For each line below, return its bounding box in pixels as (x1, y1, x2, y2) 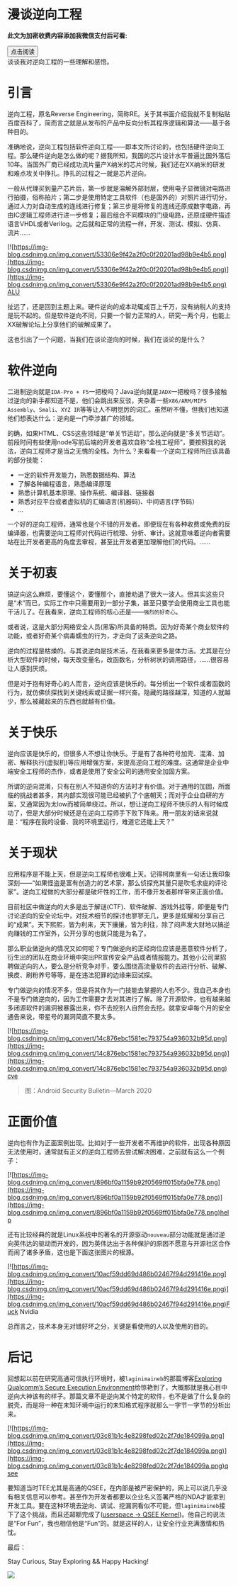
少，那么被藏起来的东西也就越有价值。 (7, 697, 119, 705)
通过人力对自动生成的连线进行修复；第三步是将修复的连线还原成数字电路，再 (7, 201, 231, 210)
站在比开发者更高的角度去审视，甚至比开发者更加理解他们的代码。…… (7, 537, 211, 546)
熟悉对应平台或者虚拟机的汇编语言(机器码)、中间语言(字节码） (17, 497, 199, 505)
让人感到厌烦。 (7, 664, 51, 673)
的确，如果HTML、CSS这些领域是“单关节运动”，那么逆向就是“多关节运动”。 (7, 429, 229, 437)
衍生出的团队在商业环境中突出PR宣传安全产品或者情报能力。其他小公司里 (7, 952, 220, 961)
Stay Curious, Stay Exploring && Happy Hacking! (7, 1557, 149, 1565)
